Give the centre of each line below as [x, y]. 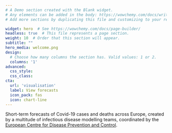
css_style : [21, 71]
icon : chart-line [28, 100]
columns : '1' [24, 62]
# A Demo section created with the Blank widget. [59, 10]
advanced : [16, 67]
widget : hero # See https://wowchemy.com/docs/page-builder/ [73, 29]
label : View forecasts [34, 90]
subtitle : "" [19, 43]
